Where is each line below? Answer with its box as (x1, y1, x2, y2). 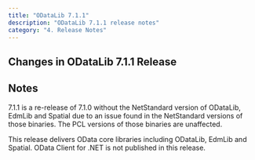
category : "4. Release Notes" (8, 26, 107, 34)
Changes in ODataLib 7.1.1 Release (8, 55, 177, 68)
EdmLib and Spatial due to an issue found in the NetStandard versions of (8, 111, 243, 120)
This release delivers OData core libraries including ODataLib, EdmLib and (8, 134, 247, 144)
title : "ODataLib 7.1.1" (8, 11, 89, 20)
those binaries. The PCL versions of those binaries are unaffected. (8, 119, 223, 129)
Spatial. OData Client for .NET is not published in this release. (8, 143, 206, 152)
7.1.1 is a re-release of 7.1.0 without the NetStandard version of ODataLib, (8, 103, 242, 112)
